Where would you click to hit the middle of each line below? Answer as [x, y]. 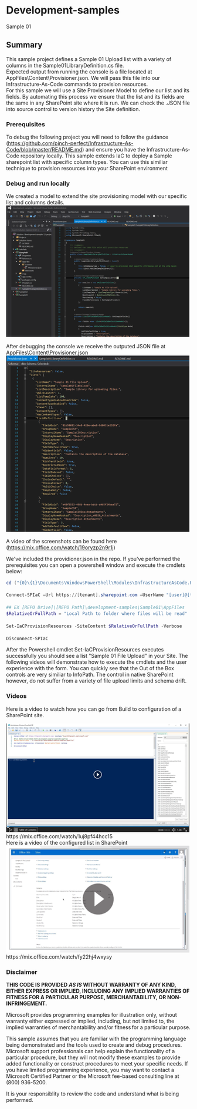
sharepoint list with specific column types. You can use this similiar [87, 162]
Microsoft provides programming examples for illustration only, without [91, 1014]
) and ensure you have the [113, 150]
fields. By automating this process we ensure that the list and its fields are [95, 96]
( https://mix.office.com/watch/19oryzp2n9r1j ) [61, 547]
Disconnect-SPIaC [27, 638]
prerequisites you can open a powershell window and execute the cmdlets [96, 565]
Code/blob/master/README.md [44, 150]
